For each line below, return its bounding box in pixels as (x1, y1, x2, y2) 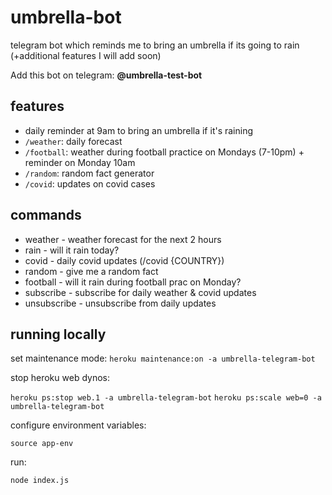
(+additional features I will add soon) (10, 49, 162, 61)
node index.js (10, 476, 70, 486)
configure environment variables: (10, 419, 147, 431)
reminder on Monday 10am (24, 156, 136, 168)
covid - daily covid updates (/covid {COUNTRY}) (24, 254, 225, 266)
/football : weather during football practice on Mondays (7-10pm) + (24, 146, 305, 158)
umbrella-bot (10, 6, 122, 29)
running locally (10, 326, 107, 343)
